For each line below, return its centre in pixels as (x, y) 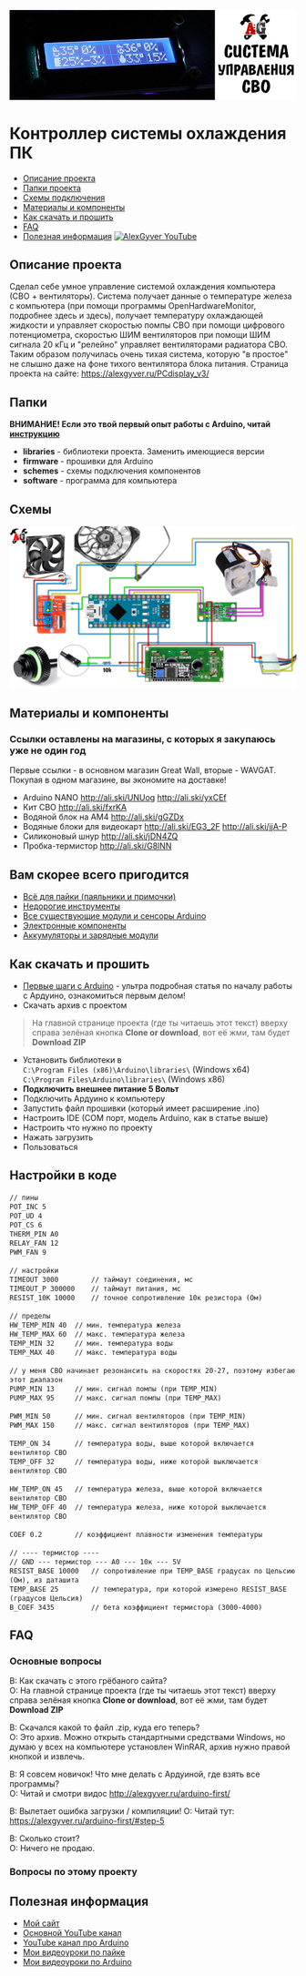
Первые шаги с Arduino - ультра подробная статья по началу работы (158, 985)
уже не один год (48, 750)
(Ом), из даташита (44, 1580)
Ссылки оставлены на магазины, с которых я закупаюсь (143, 738)
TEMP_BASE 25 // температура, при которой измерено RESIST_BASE (148, 1589)
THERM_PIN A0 (34, 1234)
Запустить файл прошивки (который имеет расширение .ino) (141, 1108)
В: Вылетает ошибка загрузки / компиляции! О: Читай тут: (122, 1811)
